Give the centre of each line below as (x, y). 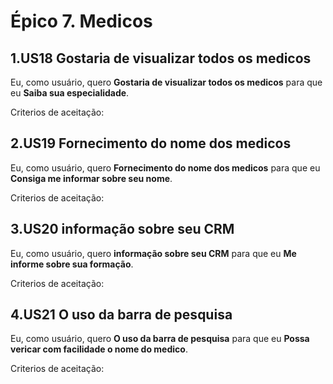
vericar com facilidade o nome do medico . (99, 349)
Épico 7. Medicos (81, 21)
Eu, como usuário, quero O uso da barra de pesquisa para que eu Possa (160, 339)
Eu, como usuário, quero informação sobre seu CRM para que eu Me (153, 253)
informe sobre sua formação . (72, 264)
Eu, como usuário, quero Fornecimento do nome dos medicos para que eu (165, 167)
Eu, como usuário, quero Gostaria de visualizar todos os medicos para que (166, 82)
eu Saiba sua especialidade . (70, 93)
